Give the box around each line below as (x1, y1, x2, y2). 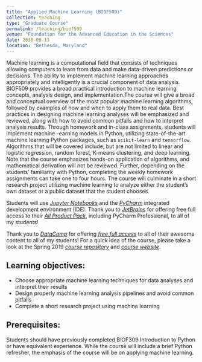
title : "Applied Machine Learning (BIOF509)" (6, 8, 122, 15)
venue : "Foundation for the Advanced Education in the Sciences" (6, 31, 174, 37)
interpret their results (14, 283, 68, 290)
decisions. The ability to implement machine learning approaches (6, 72, 169, 79)
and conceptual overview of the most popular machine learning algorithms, (6, 97, 193, 105)
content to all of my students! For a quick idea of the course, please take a (6, 236, 191, 244)
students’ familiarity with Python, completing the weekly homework (6, 168, 174, 175)
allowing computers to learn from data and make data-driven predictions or (6, 65, 194, 73)
